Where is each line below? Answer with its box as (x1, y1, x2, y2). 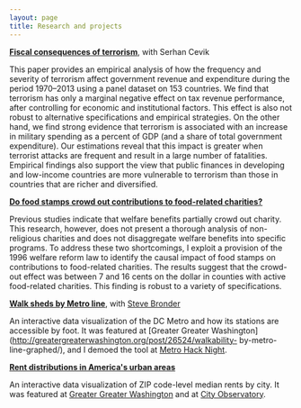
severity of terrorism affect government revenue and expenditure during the (9, 73, 290, 84)
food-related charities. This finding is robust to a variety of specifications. (9, 280, 282, 291)
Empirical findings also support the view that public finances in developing (9, 159, 285, 170)
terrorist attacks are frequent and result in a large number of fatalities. (9, 150, 268, 160)
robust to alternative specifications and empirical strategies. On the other (9, 112, 280, 122)
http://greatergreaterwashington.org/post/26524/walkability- (12, 334, 238, 345)
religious (9, 232, 42, 243)
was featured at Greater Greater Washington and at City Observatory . (9, 388, 267, 399)
